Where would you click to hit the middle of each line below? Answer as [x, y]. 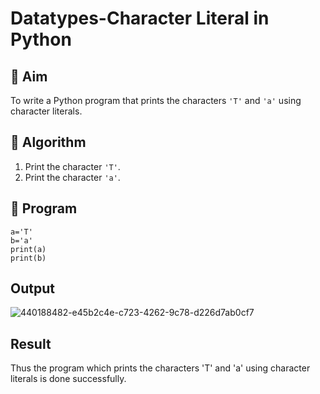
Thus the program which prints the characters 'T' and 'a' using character [160, 368]
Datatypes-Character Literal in [140, 18]
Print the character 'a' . [72, 177]
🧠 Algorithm [48, 142]
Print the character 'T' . [72, 166]
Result [31, 343]
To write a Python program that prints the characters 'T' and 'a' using [156, 100]
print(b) [28, 258]
